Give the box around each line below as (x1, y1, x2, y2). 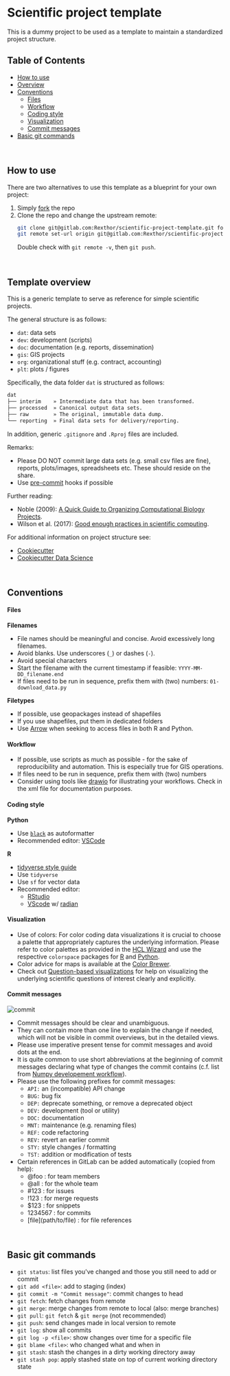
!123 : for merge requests (27, 1194, 99, 1202)
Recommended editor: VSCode (16, 836, 105, 844)
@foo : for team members (27, 1172, 100, 1180)
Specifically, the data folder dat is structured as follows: (7, 378, 165, 386)
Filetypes (7, 697, 35, 705)
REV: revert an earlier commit (27, 1135, 110, 1144)
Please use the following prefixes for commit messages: (16, 1077, 176, 1085)
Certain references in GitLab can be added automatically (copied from (16, 1157, 216, 1166)
